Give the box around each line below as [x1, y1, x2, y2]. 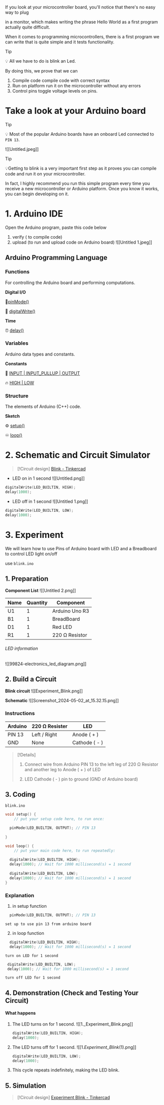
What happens [5, 1010, 36, 1016]
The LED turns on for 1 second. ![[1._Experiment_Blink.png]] [12, 1021, 133, 1027]
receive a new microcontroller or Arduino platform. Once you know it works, [5, 185, 159, 191]
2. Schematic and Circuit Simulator [5, 450, 151, 461]
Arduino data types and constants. [5, 351, 75, 357]
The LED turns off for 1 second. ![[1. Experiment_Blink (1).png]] [12, 1044, 136, 1050]
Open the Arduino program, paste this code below [5, 224, 107, 230]
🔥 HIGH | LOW [5, 380, 34, 386]
